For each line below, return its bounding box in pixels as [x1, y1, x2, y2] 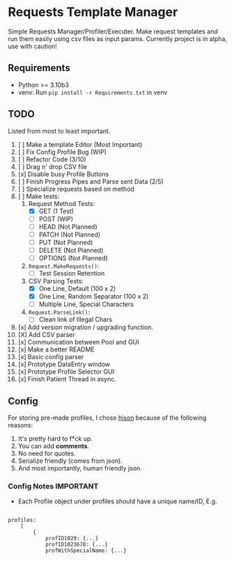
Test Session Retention [38, 269, 105, 277]
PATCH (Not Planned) [38, 230, 101, 239]
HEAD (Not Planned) [38, 222, 98, 230]
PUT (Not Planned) [38, 238, 93, 246]
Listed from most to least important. [8, 127, 111, 135]
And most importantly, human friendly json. [17, 464, 142, 473]
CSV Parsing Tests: [28, 277, 84, 285]
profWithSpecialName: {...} [45, 547, 127, 554]
